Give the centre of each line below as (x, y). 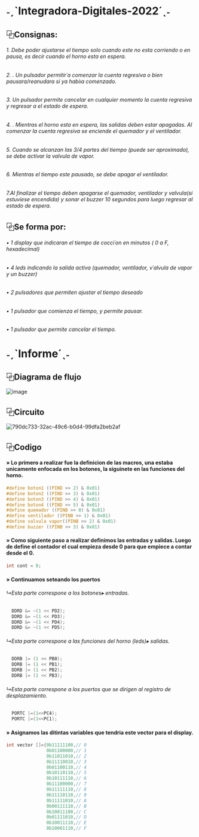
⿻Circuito (25, 412)
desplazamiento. (27, 695)
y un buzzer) (22, 274)
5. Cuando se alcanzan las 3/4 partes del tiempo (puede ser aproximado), (98, 149)
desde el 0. (20, 553)
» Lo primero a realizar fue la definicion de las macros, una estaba (90, 463)
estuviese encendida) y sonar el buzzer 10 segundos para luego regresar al (99, 199)
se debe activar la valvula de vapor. (50, 156)
